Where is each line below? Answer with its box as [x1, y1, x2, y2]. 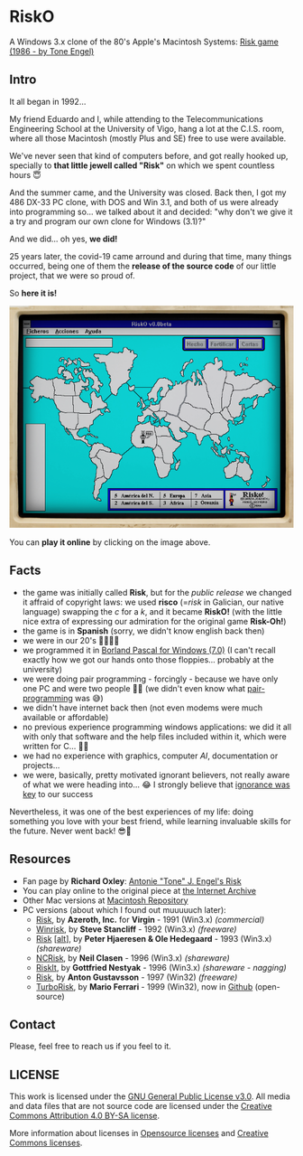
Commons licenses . [9, 1137, 83, 1149]
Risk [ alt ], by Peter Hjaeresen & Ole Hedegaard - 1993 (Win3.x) [35, 933, 272, 944]
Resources [9, 851, 71, 867]
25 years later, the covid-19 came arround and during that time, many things [9, 250, 292, 261]
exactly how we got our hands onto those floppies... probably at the [22, 653, 274, 665]
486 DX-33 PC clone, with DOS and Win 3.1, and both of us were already [9, 196, 280, 207]
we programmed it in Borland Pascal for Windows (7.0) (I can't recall [22, 644, 277, 655]
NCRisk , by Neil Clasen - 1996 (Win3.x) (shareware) [35, 952, 230, 963]
